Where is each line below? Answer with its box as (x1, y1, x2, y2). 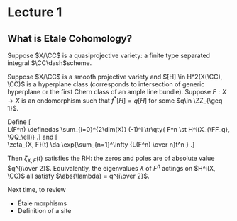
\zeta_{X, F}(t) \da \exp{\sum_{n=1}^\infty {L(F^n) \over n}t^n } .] (7, 140, 195, 149)
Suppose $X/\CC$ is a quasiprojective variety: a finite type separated (7, 51, 211, 59)
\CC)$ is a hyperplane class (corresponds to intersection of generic (7, 80, 205, 89)
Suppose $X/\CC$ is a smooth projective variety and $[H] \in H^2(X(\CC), (7, 72, 223, 81)
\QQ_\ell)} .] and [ (7, 132, 58, 141)
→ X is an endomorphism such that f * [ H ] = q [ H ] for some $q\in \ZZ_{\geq (7, 95, 223, 105)
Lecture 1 (7, 4, 62, 21)
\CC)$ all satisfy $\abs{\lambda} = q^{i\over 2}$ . (7, 171, 150, 181)
